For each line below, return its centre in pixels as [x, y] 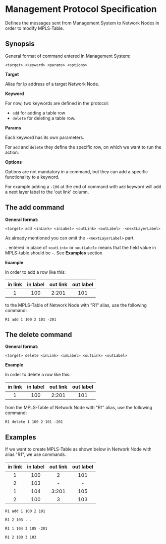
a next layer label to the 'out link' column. [47, 192]
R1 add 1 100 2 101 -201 [31, 320]
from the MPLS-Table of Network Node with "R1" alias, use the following [79, 408]
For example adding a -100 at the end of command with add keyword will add [83, 186]
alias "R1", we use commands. [36, 454]
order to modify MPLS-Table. [35, 28]
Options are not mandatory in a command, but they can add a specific [77, 171]
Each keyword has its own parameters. [45, 137]
